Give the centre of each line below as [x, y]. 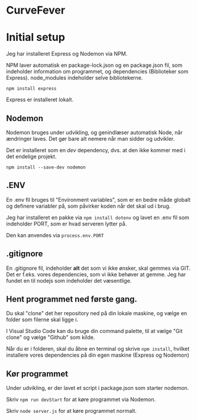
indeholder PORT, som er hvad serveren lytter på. [67, 224]
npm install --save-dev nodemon [46, 167]
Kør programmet [37, 374]
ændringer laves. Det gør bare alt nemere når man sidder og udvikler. [91, 138]
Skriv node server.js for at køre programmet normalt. [72, 411]
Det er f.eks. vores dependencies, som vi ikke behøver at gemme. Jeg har [96, 274]
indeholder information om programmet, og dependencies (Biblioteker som [97, 72]
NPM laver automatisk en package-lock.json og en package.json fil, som [94, 65]
